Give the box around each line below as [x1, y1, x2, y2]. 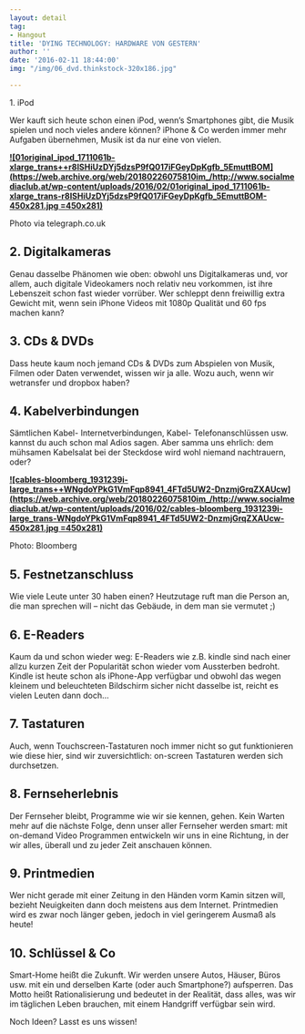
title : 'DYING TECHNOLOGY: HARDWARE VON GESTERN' [9, 38, 202, 48]
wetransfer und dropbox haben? [9, 377, 130, 388]
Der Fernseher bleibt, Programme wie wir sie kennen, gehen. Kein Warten [9, 810, 285, 821]
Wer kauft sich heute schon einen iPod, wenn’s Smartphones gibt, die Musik [9, 115, 294, 126]
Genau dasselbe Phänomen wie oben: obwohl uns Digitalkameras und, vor [9, 268, 289, 279]
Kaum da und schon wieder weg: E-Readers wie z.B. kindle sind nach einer [9, 650, 291, 661]
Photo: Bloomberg [9, 540, 77, 551]
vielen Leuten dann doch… [9, 690, 109, 701]
